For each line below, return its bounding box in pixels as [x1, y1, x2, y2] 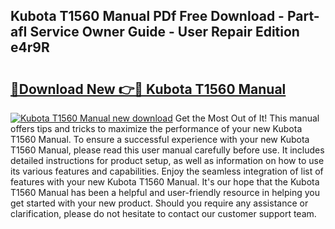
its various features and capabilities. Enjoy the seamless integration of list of [10, 165, 324, 177]
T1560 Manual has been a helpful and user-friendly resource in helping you [10, 187, 321, 198]
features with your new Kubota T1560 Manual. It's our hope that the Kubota [10, 176, 320, 188]
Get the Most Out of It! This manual [174, 112, 320, 124]
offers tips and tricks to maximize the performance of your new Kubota [10, 123, 303, 134]
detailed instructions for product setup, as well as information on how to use [10, 155, 325, 166]
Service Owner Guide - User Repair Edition [29, 24, 300, 41]
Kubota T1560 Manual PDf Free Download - [10, 8, 285, 25]
